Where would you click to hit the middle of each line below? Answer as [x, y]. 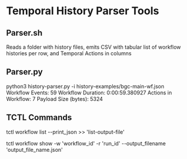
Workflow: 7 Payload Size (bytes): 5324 [55, 98]
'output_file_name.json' [35, 150]
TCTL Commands [39, 118]
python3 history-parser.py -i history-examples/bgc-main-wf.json [85, 86]
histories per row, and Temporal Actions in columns [69, 53]
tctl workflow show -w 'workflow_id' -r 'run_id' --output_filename [86, 143]
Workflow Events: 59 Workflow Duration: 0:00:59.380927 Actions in [89, 93]
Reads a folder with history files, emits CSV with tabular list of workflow [93, 47]
